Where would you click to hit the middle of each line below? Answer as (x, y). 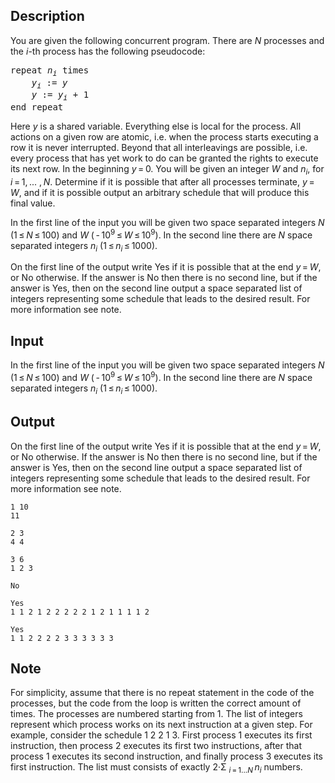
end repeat (37, 107)
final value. (33, 203)
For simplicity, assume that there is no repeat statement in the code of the (162, 693)
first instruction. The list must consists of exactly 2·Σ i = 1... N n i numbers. (156, 768)
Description (47, 16)
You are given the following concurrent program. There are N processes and (167, 40)
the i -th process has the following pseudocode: (108, 51)
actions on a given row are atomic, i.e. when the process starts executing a (164, 137)
